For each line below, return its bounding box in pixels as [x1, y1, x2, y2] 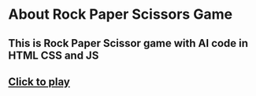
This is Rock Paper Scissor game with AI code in [8, 37, 249, 50]
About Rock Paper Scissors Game [8, 5, 233, 23]
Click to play [8, 75, 71, 88]
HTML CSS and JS [8, 48, 99, 62]
